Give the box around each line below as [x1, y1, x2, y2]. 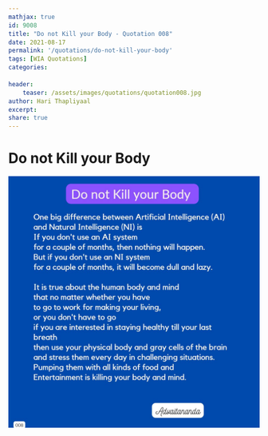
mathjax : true [8, 13, 56, 21]
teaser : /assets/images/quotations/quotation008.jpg [22, 89, 202, 97]
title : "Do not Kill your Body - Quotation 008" [8, 30, 173, 38]
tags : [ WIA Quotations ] [8, 55, 88, 63]
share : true [8, 114, 48, 122]
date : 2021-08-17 [8, 38, 66, 46]
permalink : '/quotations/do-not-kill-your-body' [8, 46, 173, 55]
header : [8, 80, 34, 88]
